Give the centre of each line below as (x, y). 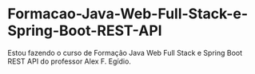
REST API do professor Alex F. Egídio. (69, 61)
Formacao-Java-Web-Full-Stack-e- (128, 14)
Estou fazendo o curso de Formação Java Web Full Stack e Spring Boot (125, 53)
